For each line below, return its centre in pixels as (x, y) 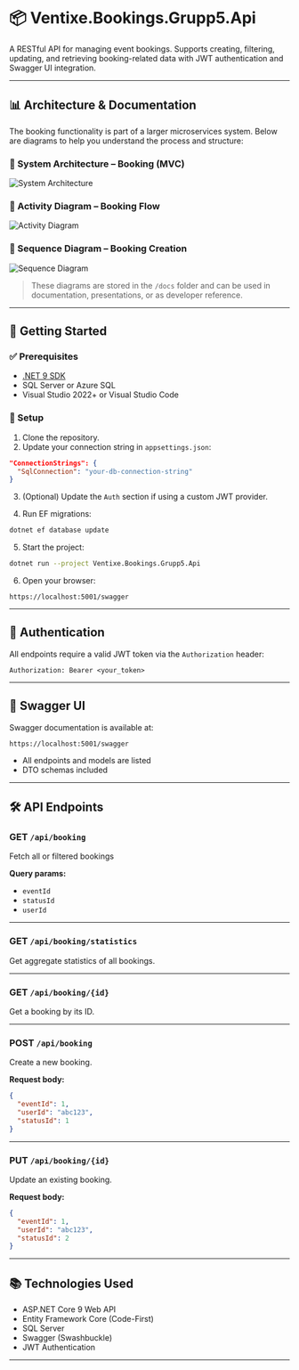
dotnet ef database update (59, 530)
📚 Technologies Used (71, 1283)
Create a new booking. (51, 1063)
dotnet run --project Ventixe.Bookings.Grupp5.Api (105, 564)
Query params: (38, 874)
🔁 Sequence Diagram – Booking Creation (98, 249)
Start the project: (53, 547)
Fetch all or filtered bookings (61, 856)
